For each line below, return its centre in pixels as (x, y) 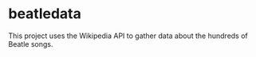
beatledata (45, 14)
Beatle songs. (31, 44)
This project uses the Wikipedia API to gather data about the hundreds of (128, 36)
